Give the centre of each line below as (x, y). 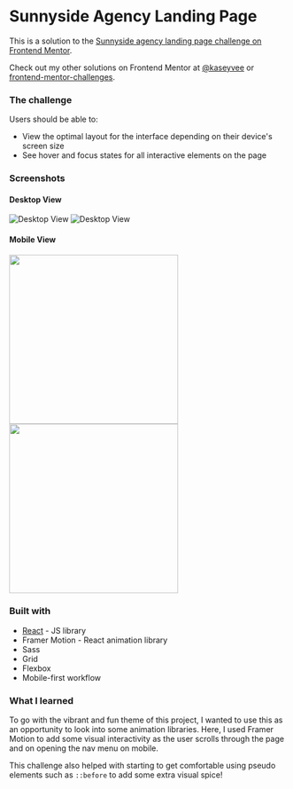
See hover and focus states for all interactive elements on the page (144, 155)
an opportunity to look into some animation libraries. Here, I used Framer (142, 730)
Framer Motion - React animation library (95, 640)
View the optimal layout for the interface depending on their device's (147, 137)
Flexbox (36, 668)
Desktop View (35, 199)
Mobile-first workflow (62, 677)
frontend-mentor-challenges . (62, 76)
